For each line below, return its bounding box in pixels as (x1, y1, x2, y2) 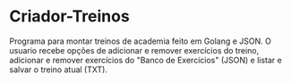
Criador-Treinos (9, 6, 130, 27)
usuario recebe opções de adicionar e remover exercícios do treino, (9, 45, 260, 55)
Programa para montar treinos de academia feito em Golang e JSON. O (9, 36, 271, 46)
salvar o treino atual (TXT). (9, 64, 107, 75)
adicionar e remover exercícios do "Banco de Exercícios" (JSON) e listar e (9, 54, 282, 65)
